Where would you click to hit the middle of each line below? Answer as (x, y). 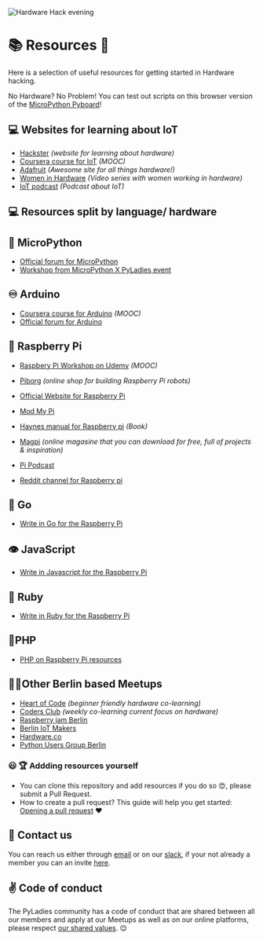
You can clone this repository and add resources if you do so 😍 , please (135, 785)
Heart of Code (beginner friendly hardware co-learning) (110, 703)
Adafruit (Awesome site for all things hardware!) (97, 170)
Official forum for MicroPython (69, 261)
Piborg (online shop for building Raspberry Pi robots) (105, 380)
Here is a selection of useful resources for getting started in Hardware (121, 72)
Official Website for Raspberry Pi (72, 396)
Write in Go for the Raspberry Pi (71, 524)
